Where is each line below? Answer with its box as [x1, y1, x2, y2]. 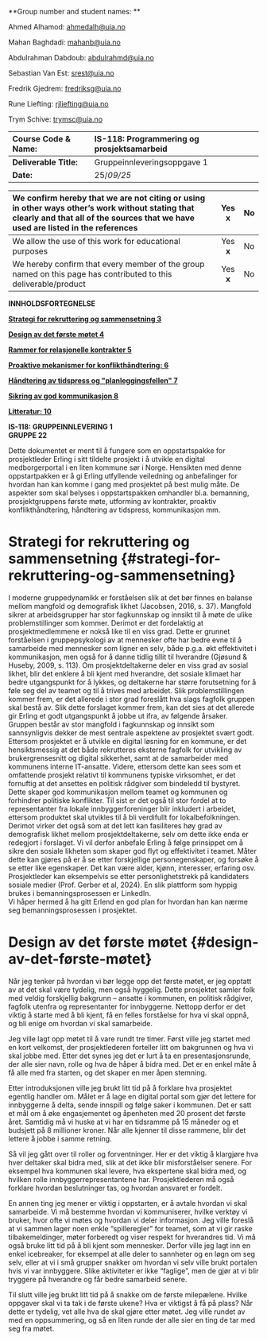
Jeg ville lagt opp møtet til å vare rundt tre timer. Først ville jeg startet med [8, 1033, 250, 1044]
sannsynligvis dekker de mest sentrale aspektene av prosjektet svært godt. [8, 727, 254, 738]
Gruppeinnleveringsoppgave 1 [94, 157, 208, 168]
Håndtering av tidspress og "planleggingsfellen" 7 [8, 376, 178, 385]
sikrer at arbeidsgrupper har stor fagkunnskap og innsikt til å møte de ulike [8, 610, 253, 619]
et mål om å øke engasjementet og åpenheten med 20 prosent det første [8, 1108, 246, 1118]
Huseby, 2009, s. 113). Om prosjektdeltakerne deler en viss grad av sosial [8, 660, 249, 670]
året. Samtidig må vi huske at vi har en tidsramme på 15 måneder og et [8, 1117, 239, 1126]
